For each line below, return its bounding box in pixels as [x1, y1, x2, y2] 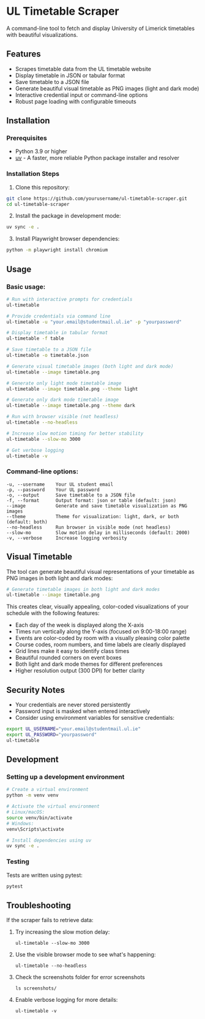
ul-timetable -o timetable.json [6, 353, 89, 359]
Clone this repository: [15, 183, 70, 191]
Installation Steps [6, 170, 60, 178]
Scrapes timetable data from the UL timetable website [15, 65, 152, 72]
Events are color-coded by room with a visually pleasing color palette [15, 635, 190, 642]
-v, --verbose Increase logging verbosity [6, 535, 127, 541]
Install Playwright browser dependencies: [15, 235, 120, 243]
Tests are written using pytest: [6, 871, 83, 879]
